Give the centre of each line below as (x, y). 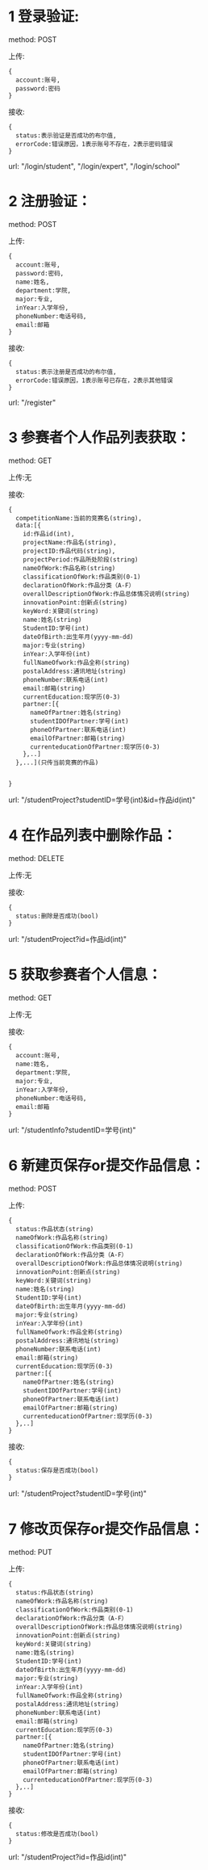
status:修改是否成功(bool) (57, 1834)
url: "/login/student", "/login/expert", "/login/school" (94, 166)
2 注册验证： (50, 202)
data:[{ (29, 525)
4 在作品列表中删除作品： (93, 835)
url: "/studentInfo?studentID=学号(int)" (72, 1130)
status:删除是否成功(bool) (57, 916)
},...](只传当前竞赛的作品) (57, 763)
